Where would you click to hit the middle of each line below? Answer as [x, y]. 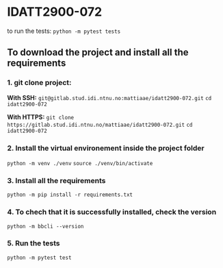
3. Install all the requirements [56, 180]
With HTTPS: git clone [40, 117]
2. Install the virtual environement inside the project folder [106, 148]
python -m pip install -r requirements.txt [70, 195]
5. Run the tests [34, 243]
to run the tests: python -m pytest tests [64, 31]
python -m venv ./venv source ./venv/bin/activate [80, 163]
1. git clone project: [39, 83]
